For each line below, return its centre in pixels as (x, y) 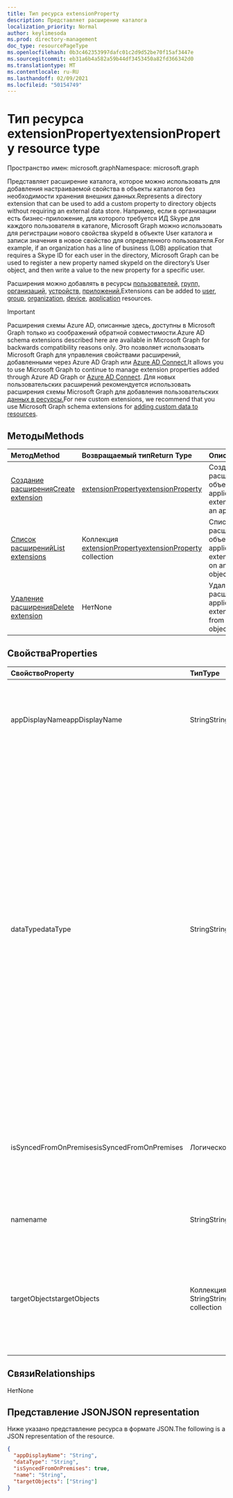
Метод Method (35, 455)
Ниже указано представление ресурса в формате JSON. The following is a (116, 1429)
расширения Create (43, 489)
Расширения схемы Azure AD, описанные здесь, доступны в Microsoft (111, 325)
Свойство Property (43, 673)
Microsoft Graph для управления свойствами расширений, (94, 355)
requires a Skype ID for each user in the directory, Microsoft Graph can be (113, 255)
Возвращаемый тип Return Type (137, 455)
